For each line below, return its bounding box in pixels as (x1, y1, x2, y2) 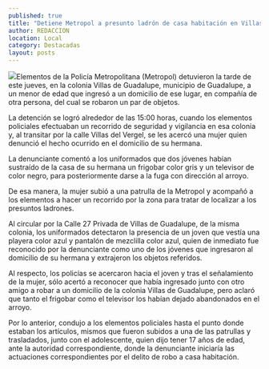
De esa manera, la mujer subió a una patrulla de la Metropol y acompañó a (8, 187, 254, 196)
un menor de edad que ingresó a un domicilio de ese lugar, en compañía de (8, 89, 258, 98)
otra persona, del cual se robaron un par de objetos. (8, 98, 180, 106)
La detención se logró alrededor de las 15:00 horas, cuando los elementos (8, 113, 253, 122)
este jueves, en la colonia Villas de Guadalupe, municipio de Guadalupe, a (8, 81, 251, 90)
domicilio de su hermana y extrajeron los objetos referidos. (8, 253, 203, 263)
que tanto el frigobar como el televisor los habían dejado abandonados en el (8, 294, 260, 303)
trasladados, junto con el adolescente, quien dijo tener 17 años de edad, (8, 335, 246, 344)
